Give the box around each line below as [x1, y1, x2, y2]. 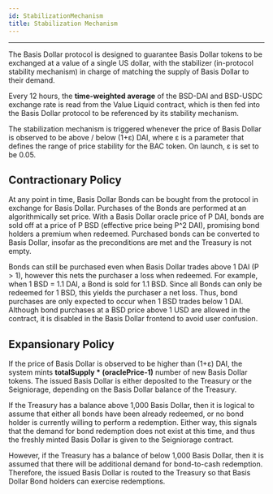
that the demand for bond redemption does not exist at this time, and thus [8, 427, 256, 436]
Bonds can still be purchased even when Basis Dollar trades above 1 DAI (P [8, 262, 259, 272]
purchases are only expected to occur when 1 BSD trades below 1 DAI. [8, 297, 244, 307]
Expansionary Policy [8, 337, 115, 351]
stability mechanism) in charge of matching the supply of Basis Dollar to [8, 67, 249, 76]
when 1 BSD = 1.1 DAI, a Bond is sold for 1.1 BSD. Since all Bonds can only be [8, 279, 262, 289]
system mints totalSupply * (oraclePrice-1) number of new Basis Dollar [8, 367, 248, 377]
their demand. [8, 75, 55, 85]
